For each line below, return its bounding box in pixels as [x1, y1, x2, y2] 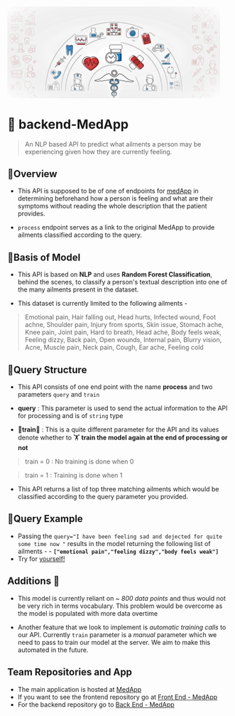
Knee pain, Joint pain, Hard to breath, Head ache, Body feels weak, [24, 328, 222, 336]
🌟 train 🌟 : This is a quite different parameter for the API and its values [17, 425, 219, 434]
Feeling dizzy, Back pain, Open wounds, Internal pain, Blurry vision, [24, 336, 222, 344]
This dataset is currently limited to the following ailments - [17, 299, 188, 308]
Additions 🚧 [7, 575, 60, 587]
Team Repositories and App [7, 666, 133, 678]
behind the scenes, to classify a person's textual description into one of [17, 278, 227, 287]
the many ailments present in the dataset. [17, 285, 139, 294]
